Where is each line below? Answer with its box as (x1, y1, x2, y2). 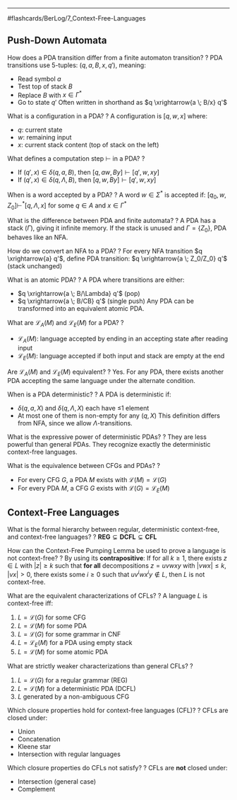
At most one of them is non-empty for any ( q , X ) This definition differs (17, 411, 221, 420)
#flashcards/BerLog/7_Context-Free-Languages (7, 14, 146, 22)
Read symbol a (17, 74, 61, 83)
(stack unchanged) (7, 262, 63, 270)
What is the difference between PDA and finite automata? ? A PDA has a (7, 217, 217, 225)
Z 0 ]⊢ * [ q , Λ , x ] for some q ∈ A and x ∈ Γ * (7, 200, 127, 211)
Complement (17, 785, 56, 794)
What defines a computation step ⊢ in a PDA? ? (7, 154, 145, 163)
